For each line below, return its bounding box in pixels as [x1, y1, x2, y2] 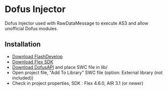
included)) [12, 74, 34, 81]
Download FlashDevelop [12, 53, 63, 59]
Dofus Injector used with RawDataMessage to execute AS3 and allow [5, 20, 148, 26]
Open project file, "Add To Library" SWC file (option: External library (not [12, 69, 163, 75]
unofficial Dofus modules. [5, 25, 59, 31]
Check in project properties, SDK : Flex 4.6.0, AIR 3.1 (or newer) [12, 80, 144, 86]
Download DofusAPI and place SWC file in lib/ [12, 64, 108, 70]
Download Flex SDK [12, 59, 53, 65]
